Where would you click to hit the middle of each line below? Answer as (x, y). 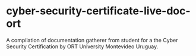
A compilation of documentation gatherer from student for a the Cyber (92, 40)
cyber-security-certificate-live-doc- (99, 11)
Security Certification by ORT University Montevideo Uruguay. (82, 46)
